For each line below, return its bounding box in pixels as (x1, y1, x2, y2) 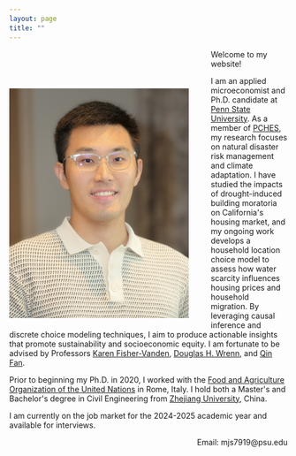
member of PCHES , (210, 122, 282, 133)
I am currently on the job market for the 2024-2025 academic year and (9, 410, 268, 421)
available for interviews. (9, 420, 96, 430)
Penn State (210, 103, 251, 114)
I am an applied (210, 75, 267, 86)
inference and (210, 319, 262, 331)
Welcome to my (210, 49, 268, 59)
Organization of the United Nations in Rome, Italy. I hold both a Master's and (9, 384, 286, 394)
